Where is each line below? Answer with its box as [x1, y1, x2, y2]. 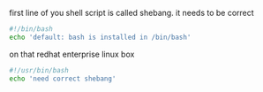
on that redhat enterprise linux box [9, 49, 135, 59]
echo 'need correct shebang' [9, 74, 116, 83]
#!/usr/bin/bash [9, 65, 69, 74]
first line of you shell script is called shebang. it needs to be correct [9, 8, 254, 18]
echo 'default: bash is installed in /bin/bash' [9, 33, 192, 42]
